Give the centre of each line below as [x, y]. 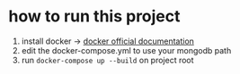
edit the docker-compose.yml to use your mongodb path [126, 50]
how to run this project [94, 16]
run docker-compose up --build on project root [107, 60]
